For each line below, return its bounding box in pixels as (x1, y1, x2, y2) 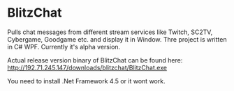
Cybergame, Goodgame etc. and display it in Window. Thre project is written (7, 35, 227, 43)
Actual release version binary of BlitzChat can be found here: (7, 56, 183, 64)
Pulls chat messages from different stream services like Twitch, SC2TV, (7, 28, 213, 36)
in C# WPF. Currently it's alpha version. (7, 42, 121, 51)
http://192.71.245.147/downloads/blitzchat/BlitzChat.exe (7, 63, 168, 72)
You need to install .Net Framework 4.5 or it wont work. (7, 76, 166, 85)
